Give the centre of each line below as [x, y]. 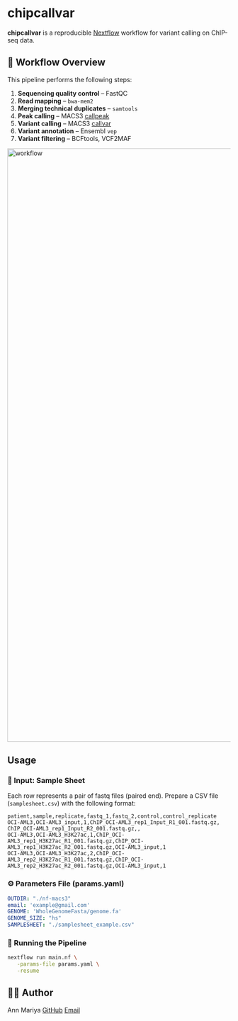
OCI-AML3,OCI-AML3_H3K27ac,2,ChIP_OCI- [66, 854]
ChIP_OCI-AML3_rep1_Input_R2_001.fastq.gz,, [74, 829]
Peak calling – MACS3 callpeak [63, 115]
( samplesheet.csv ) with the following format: [72, 803]
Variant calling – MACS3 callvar [64, 123]
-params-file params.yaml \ [58, 964]
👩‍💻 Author [30, 993]
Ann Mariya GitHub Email [44, 1010]
